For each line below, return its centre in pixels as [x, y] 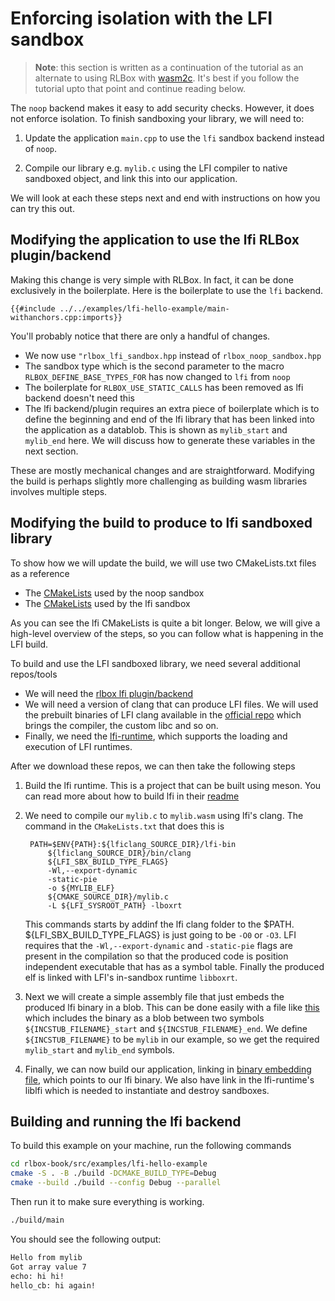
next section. [51, 451]
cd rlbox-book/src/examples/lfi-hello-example [109, 1164]
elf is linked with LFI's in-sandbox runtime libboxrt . [131, 977]
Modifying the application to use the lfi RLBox [155, 240]
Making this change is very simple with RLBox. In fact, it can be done [152, 279]
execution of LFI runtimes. [78, 746]
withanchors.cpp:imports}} [66, 317]
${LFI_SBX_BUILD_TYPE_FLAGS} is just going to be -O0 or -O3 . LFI [160, 934]
